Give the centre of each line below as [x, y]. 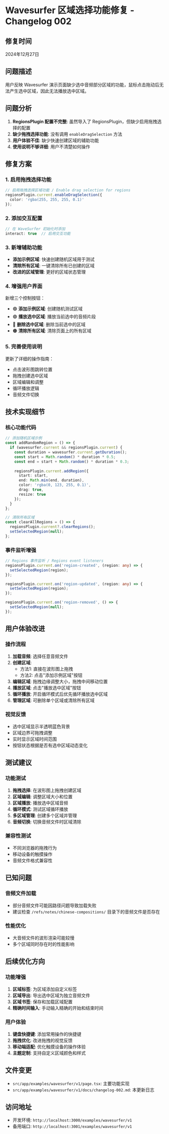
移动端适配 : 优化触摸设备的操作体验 [49, 1046]
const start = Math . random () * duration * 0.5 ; [65, 457]
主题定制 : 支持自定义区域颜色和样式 [49, 1053]
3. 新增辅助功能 [24, 247]
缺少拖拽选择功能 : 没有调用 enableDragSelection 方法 [67, 134]
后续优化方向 [25, 962]
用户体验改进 [25, 629]
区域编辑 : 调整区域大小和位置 [43, 796]
